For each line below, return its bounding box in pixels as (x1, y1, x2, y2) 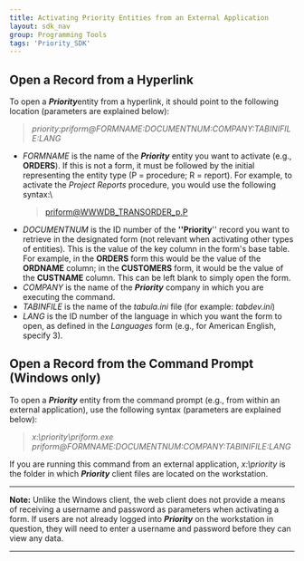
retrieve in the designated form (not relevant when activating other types (22, 234, 294, 245)
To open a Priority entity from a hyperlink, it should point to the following (9, 96, 279, 107)
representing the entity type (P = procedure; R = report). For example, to (22, 169, 292, 181)
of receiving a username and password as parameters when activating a (9, 504, 279, 515)
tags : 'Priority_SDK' (9, 38, 91, 48)
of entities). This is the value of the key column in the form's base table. (22, 244, 290, 255)
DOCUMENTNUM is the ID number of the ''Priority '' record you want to (22, 224, 290, 236)
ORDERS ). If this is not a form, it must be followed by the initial (22, 160, 255, 171)
